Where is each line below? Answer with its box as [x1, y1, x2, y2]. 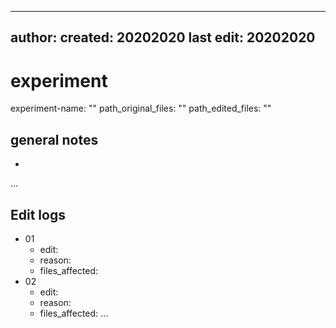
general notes [10, 131, 99, 148]
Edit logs [10, 206, 66, 223]
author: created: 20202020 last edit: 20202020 [10, 29, 316, 46]
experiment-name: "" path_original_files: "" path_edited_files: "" [10, 102, 272, 115]
